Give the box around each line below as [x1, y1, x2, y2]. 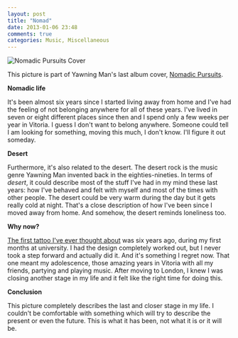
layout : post [7, 10, 46, 18]
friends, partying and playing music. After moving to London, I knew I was [7, 266, 224, 275]
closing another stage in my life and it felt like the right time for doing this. [7, 274, 223, 282]
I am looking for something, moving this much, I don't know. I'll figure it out [7, 128, 226, 137]
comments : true [7, 30, 53, 38]
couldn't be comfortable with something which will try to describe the [7, 309, 211, 317]
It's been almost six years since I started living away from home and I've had [7, 97, 232, 107]
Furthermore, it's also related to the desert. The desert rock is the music [7, 163, 218, 171]
